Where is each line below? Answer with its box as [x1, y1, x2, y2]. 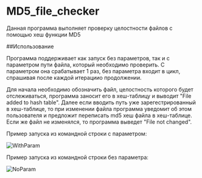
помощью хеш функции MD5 [6, 30, 81, 38]
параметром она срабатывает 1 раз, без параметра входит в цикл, [6, 67, 181, 74]
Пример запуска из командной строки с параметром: [6, 130, 147, 137]
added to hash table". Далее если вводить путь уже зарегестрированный [6, 99, 197, 106]
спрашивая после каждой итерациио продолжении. [6, 74, 142, 81]
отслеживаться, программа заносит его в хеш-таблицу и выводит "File [6, 92, 192, 99]
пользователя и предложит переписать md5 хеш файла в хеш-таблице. [6, 112, 193, 119]
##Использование [6, 43, 54, 50]
